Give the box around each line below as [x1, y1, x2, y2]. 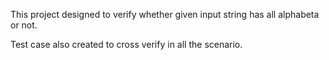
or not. [10, 19, 38, 31]
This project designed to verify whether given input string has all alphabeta [10, 9, 320, 20]
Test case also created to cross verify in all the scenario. [10, 39, 243, 50]
